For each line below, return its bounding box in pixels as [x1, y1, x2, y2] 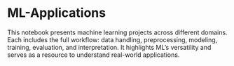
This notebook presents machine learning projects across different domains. [7, 28, 228, 37]
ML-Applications [7, 5, 106, 21]
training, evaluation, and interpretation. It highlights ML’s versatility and [7, 43, 212, 51]
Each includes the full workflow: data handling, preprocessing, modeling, [7, 35, 218, 44]
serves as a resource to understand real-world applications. [7, 51, 180, 59]
